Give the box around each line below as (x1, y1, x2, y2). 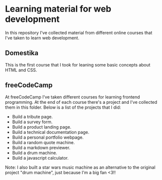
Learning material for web (5, 3, 111, 15)
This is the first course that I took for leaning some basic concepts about (5, 62, 151, 67)
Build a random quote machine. (12, 139, 75, 145)
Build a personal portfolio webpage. (12, 134, 84, 140)
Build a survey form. (12, 119, 53, 125)
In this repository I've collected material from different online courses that (5, 30, 152, 35)
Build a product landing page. (12, 124, 72, 130)
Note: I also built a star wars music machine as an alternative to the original (5, 164, 156, 170)
